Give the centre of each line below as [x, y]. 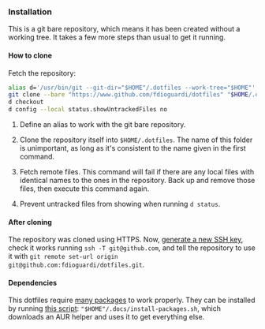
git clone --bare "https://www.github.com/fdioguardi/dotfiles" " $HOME [128, 95]
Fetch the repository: [42, 73]
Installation [30, 12]
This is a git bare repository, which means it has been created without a [124, 29]
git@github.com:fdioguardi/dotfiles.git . [77, 265]
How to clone [30, 55]
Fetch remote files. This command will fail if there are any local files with [137, 172]
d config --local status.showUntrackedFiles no [88, 110]
